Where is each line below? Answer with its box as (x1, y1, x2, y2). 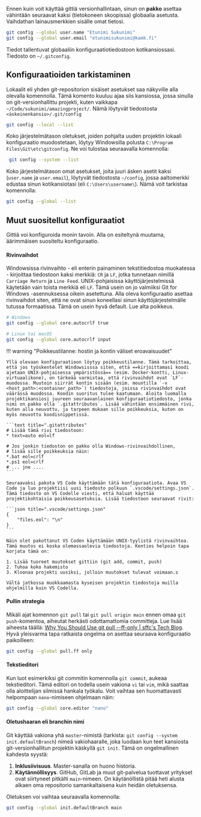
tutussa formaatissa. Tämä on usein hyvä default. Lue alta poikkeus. (6, 303, 174, 310)
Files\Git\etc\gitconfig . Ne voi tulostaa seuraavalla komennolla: (6, 145, 169, 153)
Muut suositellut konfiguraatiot (6, 215, 125, 225)
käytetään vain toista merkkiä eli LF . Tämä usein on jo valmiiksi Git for (6, 284, 178, 291)
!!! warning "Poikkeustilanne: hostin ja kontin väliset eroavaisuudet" (6, 347, 172, 354)
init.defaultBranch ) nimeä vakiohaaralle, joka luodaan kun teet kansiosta (6, 738, 189, 746)
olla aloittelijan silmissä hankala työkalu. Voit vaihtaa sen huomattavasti (6, 687, 182, 694)
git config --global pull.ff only (6, 648, 93, 654)
